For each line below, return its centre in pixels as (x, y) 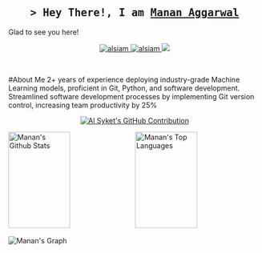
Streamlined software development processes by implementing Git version (131, 96)
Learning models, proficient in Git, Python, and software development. (124, 88)
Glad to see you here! (44, 32)
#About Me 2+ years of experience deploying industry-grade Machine (124, 79)
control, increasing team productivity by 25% (83, 105)
